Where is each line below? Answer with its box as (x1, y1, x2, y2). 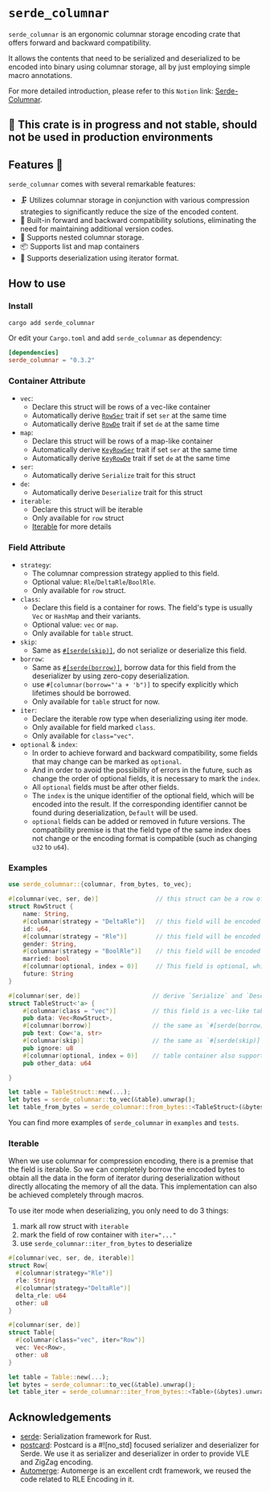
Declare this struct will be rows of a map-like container (31, 436, 214, 446)
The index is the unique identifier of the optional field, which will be (31, 791, 255, 801)
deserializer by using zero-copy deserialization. (31, 671, 190, 681)
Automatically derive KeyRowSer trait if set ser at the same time (31, 444, 238, 454)
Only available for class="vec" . (31, 731, 134, 741)
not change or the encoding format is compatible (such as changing (31, 834, 257, 843)
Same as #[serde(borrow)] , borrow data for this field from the (31, 662, 236, 673)
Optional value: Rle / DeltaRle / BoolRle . (31, 577, 157, 587)
